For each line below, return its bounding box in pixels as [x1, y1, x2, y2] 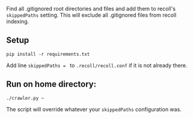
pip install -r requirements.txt [6, 51, 90, 57]
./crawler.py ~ [6, 95, 44, 101]
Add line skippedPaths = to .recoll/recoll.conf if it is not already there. [6, 61, 188, 69]
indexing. [6, 18, 29, 25]
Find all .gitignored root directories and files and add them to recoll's [6, 5, 176, 12]
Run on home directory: [6, 79, 97, 90]
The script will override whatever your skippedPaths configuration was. [6, 105, 182, 113]
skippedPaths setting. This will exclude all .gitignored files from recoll [6, 11, 177, 19]
